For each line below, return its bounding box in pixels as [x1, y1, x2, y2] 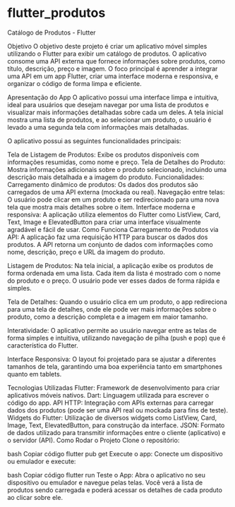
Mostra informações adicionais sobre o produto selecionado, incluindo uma [7, 165, 227, 173]
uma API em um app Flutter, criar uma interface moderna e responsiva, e [7, 72, 219, 80]
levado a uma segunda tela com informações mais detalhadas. [7, 123, 189, 131]
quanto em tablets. [7, 369, 62, 378]
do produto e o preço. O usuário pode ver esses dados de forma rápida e [7, 276, 220, 285]
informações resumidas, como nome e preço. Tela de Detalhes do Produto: [7, 157, 226, 166]
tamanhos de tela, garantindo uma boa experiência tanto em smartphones [7, 362, 222, 371]
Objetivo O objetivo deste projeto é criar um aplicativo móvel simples [7, 42, 207, 50]
